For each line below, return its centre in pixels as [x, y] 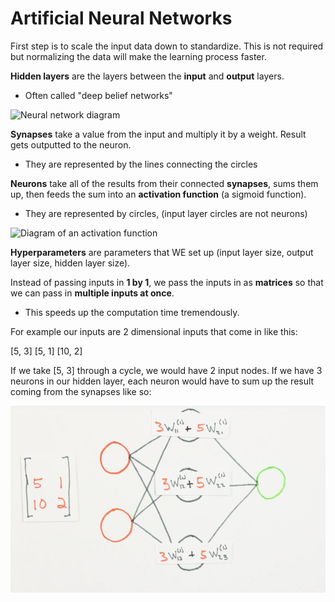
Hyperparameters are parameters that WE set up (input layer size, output [162, 252]
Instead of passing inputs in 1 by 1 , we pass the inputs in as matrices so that [167, 282]
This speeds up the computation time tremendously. [132, 312]
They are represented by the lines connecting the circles [141, 164]
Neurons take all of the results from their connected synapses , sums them [164, 183]
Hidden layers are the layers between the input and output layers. [147, 76]
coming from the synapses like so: [81, 391]
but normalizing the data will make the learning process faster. [138, 56]
